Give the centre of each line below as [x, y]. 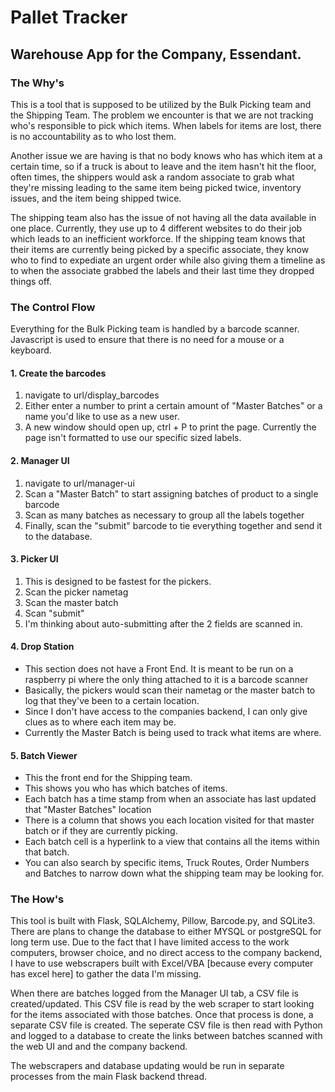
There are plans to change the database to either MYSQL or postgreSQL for [166, 932]
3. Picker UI [34, 559]
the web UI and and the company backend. [99, 1047]
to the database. [58, 536]
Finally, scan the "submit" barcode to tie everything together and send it [173, 525]
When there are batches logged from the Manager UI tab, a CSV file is [154, 993]
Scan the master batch [71, 602]
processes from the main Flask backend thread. [109, 1077]
